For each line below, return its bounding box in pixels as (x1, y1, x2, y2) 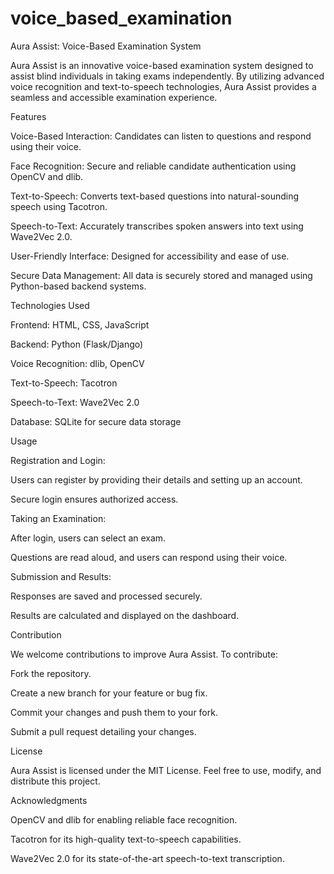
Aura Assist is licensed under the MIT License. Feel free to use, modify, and (10, 764, 322, 776)
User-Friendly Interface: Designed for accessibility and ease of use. (10, 250, 290, 262)
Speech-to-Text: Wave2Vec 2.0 (10, 396, 140, 408)
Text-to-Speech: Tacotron (10, 377, 118, 389)
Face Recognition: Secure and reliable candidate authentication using (10, 160, 297, 172)
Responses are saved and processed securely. (10, 590, 203, 602)
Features (10, 110, 47, 122)
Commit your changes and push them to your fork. (10, 706, 218, 718)
